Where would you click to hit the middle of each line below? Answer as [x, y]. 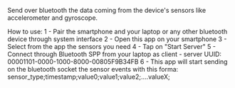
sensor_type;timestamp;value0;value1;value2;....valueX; [89, 77]
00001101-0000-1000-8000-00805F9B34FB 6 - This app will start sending [117, 62]
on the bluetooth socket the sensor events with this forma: [93, 69]
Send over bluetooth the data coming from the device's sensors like [107, 10]
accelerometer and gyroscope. [53, 18]
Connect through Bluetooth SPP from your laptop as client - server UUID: [115, 54]
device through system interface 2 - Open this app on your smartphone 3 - [117, 39]
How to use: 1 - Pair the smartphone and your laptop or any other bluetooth [117, 32]
